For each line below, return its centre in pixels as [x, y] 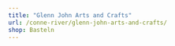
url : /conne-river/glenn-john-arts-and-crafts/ [88, 23]
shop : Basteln [32, 30]
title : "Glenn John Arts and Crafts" [70, 15]
